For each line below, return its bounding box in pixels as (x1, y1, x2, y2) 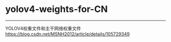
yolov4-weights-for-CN (5, 3, 108, 15)
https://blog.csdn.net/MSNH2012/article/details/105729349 (5, 31, 130, 37)
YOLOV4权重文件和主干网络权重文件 (5, 25, 81, 31)
